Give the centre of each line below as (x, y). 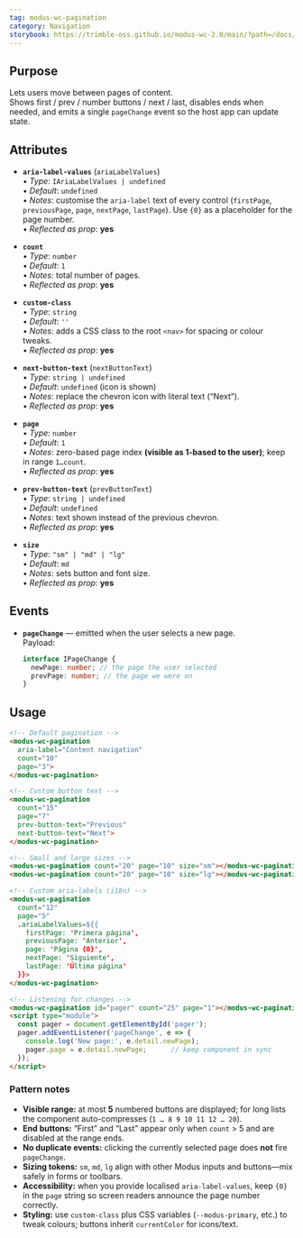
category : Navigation (50, 26)
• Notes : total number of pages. (82, 275)
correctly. (40, 1205)
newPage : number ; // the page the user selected (124, 667)
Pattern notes (40, 1089)
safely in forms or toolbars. (73, 1176)
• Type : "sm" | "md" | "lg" (74, 554)
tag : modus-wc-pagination (58, 18)
